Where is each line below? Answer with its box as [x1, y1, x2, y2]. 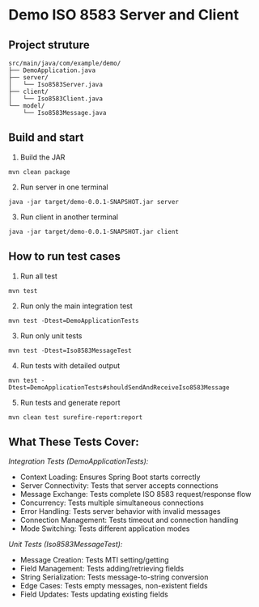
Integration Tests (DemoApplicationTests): [8, 456, 149, 466]
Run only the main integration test [19, 301, 134, 311]
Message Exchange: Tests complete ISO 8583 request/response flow [19, 490, 252, 499]
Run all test [19, 271, 58, 281]
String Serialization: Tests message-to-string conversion [19, 572, 209, 582]
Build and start [8, 131, 84, 145]
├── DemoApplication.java [8, 66, 96, 74]
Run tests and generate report [19, 397, 121, 407]
